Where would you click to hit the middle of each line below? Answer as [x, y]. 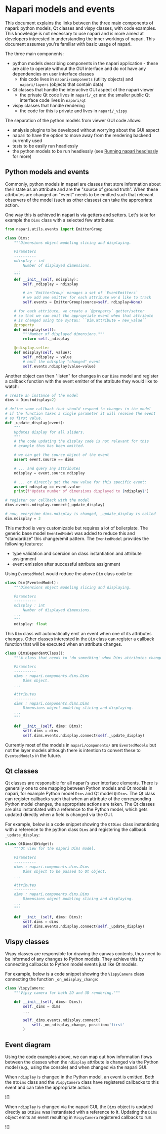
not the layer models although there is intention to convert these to [73, 750]
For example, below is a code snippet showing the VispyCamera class [75, 974]
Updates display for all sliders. [49, 432]
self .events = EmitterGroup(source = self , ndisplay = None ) [83, 302]
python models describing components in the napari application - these [85, 63]
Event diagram [28, 1045]
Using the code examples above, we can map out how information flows [79, 1057]
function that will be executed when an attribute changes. [64, 644]
